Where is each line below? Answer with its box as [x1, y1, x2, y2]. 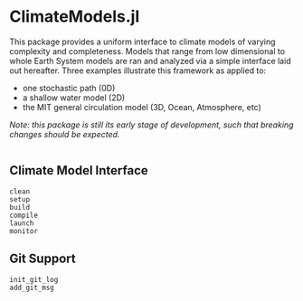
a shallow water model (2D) [22, 92, 126, 103]
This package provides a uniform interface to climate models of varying [9, 36, 276, 47]
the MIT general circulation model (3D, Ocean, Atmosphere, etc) [22, 101, 262, 112]
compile [9, 211, 39, 220]
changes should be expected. [9, 128, 120, 139]
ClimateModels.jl [9, 6, 140, 27]
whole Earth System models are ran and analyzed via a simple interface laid [9, 55, 291, 66]
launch [9, 219, 34, 228]
